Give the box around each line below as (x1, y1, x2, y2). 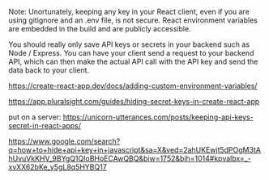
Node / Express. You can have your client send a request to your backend (8, 48, 254, 57)
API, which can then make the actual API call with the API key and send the (8, 57, 258, 66)
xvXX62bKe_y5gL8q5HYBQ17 (8, 162, 107, 172)
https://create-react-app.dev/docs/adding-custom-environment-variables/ (8, 81, 258, 90)
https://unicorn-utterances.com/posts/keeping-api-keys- (62, 112, 254, 122)
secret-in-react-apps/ (8, 121, 81, 130)
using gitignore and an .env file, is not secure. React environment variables (8, 15, 258, 25)
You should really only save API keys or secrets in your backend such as (8, 40, 250, 49)
